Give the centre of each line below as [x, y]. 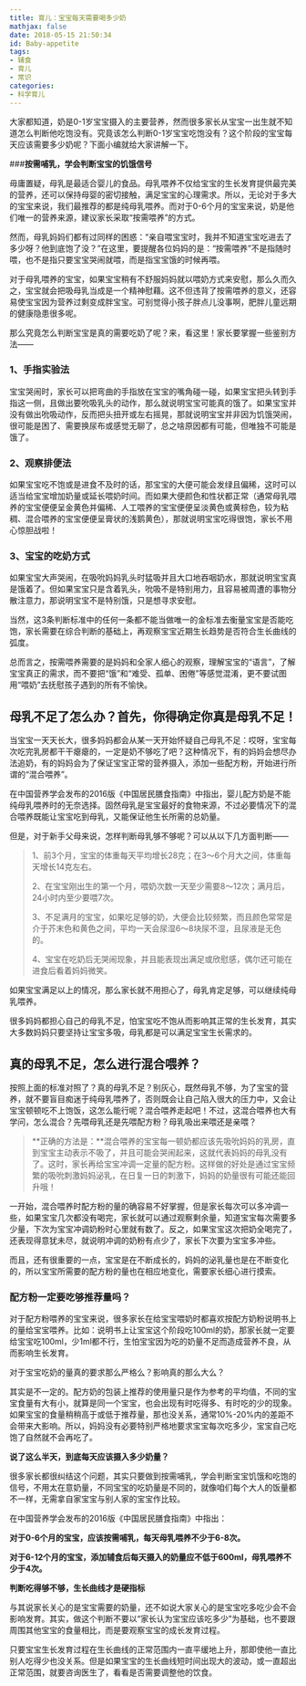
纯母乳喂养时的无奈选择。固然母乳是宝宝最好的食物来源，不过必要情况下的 [149, 805]
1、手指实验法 [40, 370]
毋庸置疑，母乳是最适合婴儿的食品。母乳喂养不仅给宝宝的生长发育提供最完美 [153, 183]
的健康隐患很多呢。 [46, 313]
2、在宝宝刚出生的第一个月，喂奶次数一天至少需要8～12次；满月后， [160, 886]
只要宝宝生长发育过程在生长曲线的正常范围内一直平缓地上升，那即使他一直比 [153, 1649]
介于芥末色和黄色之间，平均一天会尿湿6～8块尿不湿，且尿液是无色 [157, 928]
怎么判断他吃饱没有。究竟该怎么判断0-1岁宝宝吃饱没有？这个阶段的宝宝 [151, 132]
